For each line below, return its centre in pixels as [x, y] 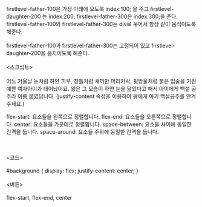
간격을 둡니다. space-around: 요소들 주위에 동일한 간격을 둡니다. [83, 132]
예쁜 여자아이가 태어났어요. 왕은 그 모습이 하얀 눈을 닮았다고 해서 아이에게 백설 [98, 89]
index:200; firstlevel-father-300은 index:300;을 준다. [113, 16]
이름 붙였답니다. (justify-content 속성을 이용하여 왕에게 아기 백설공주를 [101, 96]
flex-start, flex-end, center [39, 198]
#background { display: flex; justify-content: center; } [73, 171]
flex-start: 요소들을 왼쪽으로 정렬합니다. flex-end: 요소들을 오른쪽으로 [89, 117]
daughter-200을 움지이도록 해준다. [48, 53]
